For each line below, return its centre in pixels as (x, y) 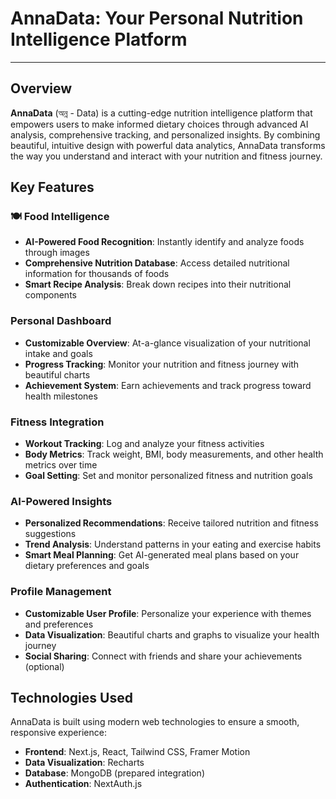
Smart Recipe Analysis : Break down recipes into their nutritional (158, 284)
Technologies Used (71, 698)
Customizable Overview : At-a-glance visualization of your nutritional (167, 343)
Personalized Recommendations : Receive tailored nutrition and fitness (171, 523)
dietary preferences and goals (87, 566)
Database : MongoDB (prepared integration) (114, 773)
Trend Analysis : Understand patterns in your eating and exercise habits (173, 544)
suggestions (50, 534)
